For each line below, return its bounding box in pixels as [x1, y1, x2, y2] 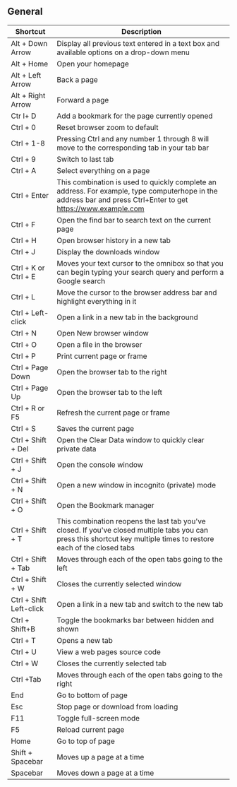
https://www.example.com [56, 203, 145, 213]
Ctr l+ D [11, 111, 37, 121]
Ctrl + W [11, 658, 39, 668]
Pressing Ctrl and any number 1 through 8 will [56, 134, 209, 143]
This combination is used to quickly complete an [56, 177, 217, 187]
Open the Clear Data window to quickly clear [56, 434, 205, 444]
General [7, 6, 44, 18]
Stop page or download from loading [56, 702, 178, 711]
